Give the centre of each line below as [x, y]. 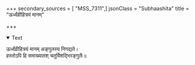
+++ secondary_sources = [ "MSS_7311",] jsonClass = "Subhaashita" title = [98, 8]
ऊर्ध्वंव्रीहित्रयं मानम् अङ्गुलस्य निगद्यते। [42, 49]
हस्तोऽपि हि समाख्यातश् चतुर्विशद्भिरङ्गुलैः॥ [46, 56]
